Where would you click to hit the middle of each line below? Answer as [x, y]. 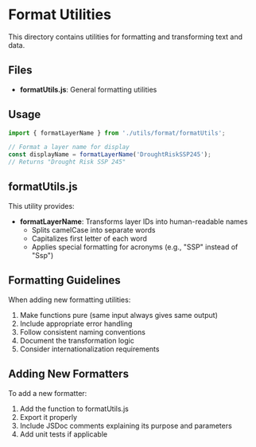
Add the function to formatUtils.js [74, 409]
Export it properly [48, 417]
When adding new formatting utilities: [70, 300]
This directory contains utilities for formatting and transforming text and [126, 37]
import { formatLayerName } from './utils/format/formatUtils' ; [117, 133]
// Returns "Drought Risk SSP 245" [67, 162]
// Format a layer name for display [69, 147]
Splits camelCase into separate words [93, 229]
